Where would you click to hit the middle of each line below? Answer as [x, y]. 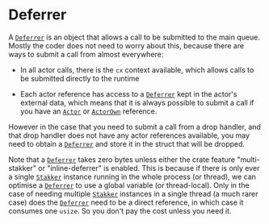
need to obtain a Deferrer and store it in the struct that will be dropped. [126, 143]
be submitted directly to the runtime [80, 78]
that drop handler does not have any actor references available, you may [129, 135]
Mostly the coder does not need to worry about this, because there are [126, 45]
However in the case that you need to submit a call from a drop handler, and [134, 127]
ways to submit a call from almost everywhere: [86, 54]
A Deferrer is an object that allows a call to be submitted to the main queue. [134, 37]
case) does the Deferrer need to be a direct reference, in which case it [126, 202]
